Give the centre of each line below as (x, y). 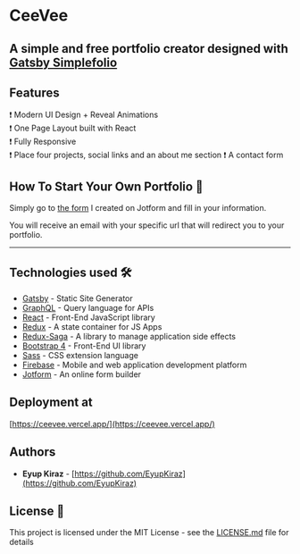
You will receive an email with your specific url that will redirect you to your (147, 225)
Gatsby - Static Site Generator (78, 298)
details (21, 542)
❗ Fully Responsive (43, 142)
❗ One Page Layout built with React (73, 128)
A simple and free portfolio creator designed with (149, 49)
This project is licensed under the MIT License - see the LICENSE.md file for (149, 533)
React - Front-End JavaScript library (89, 317)
